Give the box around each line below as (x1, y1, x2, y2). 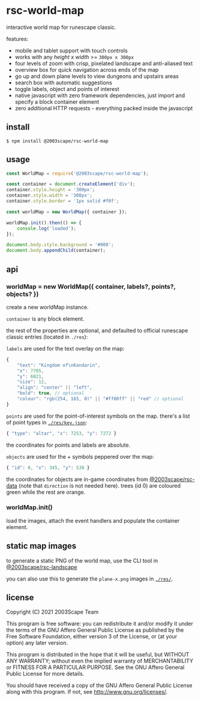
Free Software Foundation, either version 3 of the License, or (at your (6, 633, 178, 640)
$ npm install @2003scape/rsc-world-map (6, 138, 109, 144)
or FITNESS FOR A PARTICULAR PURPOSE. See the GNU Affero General (6, 664, 185, 671)
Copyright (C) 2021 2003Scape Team (6, 608, 99, 615)
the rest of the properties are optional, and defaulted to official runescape (6, 327, 188, 334)
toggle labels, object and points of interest (14, 85, 120, 92)
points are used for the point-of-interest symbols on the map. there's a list (6, 412, 190, 420)
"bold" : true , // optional (17, 390, 85, 397)
